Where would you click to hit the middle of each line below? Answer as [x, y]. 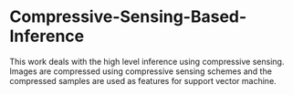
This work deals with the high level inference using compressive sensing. [147, 61]
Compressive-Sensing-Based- [128, 17]
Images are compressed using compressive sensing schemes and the [141, 71]
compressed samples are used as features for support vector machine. [143, 80]
